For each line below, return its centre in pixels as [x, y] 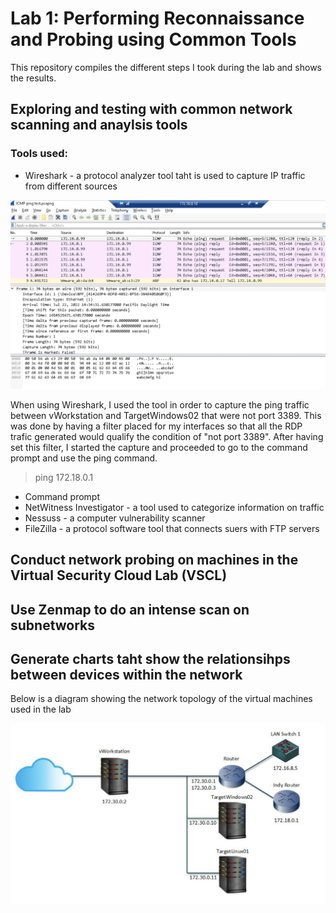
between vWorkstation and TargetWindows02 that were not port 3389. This [166, 415]
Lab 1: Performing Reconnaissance [157, 18]
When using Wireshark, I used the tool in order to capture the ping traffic [160, 404]
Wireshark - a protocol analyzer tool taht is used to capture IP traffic [165, 175]
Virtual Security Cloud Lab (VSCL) [119, 575]
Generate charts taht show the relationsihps [150, 659]
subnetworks [53, 625]
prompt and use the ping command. [84, 458]
